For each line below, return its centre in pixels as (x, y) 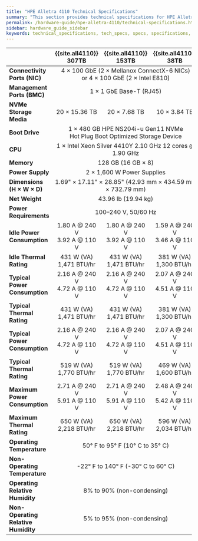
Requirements (29, 216)
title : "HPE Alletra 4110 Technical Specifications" (72, 11)
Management (28, 88)
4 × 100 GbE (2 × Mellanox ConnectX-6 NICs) (126, 71)
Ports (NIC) (25, 78)
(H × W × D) (26, 189)
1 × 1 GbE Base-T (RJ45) (126, 91)
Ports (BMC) (27, 95)
